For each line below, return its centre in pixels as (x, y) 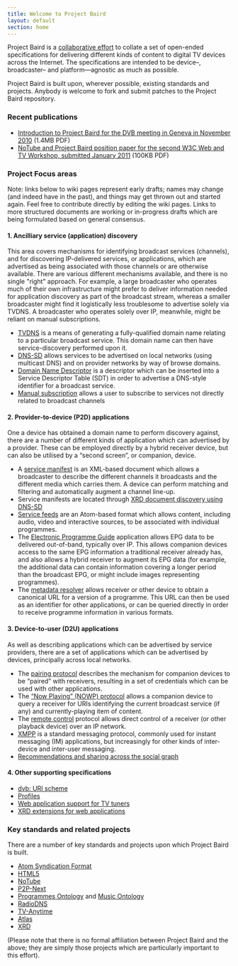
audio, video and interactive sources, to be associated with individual (118, 522)
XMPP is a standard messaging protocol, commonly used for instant (117, 734)
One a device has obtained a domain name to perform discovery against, (114, 433)
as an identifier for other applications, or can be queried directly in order (123, 605)
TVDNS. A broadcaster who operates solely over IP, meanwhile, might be (114, 312)
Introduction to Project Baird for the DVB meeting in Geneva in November (124, 133)
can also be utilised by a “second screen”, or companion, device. (102, 456)
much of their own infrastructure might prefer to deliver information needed (118, 289)
